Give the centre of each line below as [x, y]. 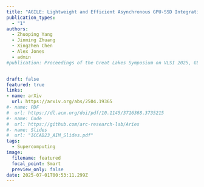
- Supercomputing [34, 147]
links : [15, 90]
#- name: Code [24, 118]
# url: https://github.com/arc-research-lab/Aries [73, 124]
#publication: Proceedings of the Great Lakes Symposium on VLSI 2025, [99, 63]
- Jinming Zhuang [34, 40]
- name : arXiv [24, 96]
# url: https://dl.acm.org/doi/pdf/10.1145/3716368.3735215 [85, 113]
